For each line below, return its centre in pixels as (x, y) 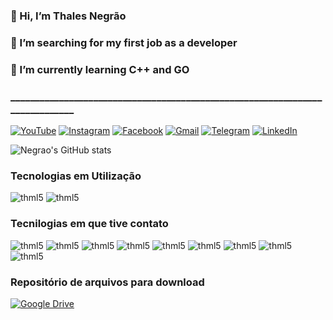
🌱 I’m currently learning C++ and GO (100, 69)
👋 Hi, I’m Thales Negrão (68, 16)
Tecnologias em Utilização (76, 176)
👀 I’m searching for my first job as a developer (124, 42)
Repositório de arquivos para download (107, 282)
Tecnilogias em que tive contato (89, 224)
